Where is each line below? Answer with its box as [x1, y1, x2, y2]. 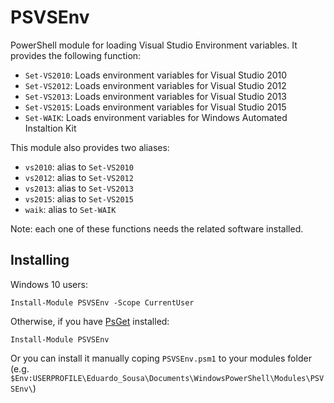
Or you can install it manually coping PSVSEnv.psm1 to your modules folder [10, 352, 312, 364]
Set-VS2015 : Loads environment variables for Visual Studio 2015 [24, 101, 287, 113]
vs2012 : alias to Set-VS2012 [24, 171, 134, 183]
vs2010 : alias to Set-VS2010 [24, 161, 134, 173]
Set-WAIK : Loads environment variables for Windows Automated [24, 111, 288, 123]
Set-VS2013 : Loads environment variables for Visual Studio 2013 [24, 90, 287, 102]
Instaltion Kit [24, 122, 77, 134]
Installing [10, 252, 70, 269]
